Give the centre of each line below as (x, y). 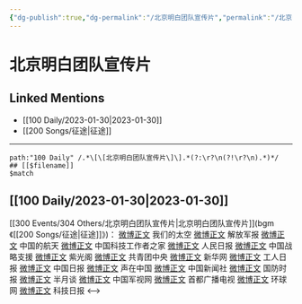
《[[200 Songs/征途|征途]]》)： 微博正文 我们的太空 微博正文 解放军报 (134, 235)
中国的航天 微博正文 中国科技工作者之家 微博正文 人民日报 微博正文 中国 (152, 246)
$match (22, 173)
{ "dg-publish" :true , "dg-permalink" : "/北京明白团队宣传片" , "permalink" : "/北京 (151, 17)
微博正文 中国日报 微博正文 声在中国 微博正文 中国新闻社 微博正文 (140, 268)
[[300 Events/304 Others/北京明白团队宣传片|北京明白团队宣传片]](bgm (142, 223)
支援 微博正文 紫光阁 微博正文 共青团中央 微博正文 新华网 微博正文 (139, 257)
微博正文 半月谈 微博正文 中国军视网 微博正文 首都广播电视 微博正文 (144, 280)
